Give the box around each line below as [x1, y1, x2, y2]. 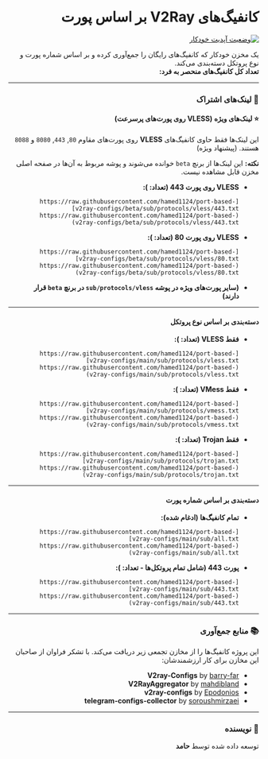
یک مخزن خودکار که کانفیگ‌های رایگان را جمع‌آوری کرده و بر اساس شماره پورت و [19, 49, 259, 59]
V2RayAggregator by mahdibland [128, 679, 239, 688]
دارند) [222, 291, 239, 301]
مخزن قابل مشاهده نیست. [181, 167, 259, 176]
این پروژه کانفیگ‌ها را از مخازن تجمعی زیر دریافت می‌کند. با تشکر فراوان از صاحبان [15, 646, 259, 656]
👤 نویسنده [224, 723, 259, 734]
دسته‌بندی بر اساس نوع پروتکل [169, 316, 259, 326]
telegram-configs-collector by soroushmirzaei [84, 695, 239, 705]
